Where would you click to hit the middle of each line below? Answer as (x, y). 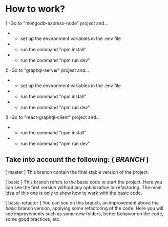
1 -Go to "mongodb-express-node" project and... (57, 23)
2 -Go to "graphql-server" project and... (47, 70)
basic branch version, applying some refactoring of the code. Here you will (84, 208)
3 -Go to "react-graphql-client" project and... (53, 117)
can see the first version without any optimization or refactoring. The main (83, 187)
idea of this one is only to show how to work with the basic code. (74, 193)
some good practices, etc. (33, 219)
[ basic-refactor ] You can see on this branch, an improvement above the (82, 202)
